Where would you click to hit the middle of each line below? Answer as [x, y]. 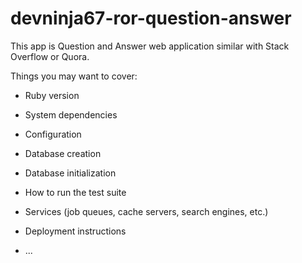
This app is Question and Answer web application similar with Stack [150, 46]
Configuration [53, 134]
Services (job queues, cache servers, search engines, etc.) [146, 211]
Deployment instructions [75, 231]
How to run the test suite [75, 192]
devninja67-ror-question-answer [151, 18]
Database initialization [70, 173]
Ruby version [52, 95]
